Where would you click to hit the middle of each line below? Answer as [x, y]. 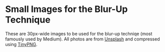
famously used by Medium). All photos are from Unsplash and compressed [82, 39]
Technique [28, 20]
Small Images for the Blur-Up [66, 9]
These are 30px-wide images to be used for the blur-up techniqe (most [79, 33]
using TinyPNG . [21, 44]
